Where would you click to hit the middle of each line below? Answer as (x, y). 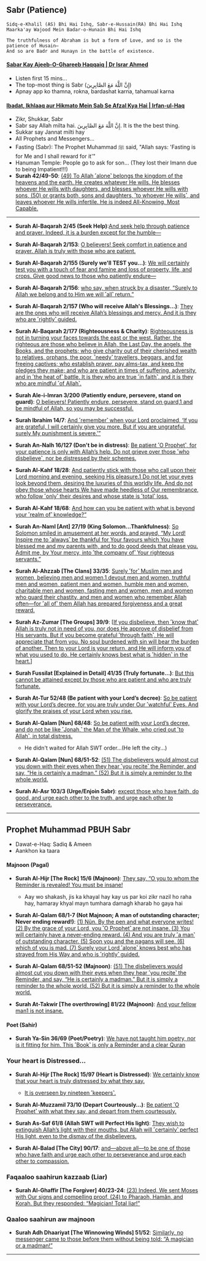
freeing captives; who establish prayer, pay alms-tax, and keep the (99, 364)
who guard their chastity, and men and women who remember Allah (101, 597)
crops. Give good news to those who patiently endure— (86, 276)
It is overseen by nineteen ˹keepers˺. (70, 1093)
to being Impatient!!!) (42, 169)
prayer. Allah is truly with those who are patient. (75, 251)
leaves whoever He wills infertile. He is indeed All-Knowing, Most (97, 202)
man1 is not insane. (39, 1011)
